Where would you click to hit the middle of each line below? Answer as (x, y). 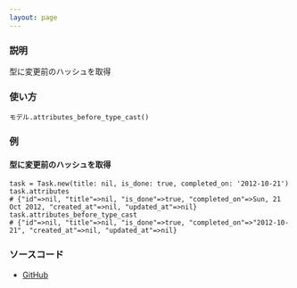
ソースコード (37, 255)
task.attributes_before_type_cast (74, 215)
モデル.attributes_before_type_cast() (79, 118)
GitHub (35, 275)
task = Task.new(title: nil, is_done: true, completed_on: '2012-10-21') (149, 184)
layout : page (33, 17)
